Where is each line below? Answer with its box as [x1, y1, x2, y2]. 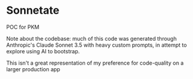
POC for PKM [6, 23, 40, 31]
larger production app [6, 65, 60, 72]
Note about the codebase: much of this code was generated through [6, 35, 177, 42]
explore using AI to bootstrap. [6, 47, 80, 54]
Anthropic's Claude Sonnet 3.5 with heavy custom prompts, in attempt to [6, 41, 187, 48]
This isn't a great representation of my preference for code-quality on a [6, 59, 184, 66]
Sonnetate [6, 4, 60, 17]
